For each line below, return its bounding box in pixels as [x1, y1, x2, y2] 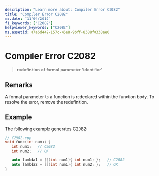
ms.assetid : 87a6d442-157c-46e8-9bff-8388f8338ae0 [5, 30, 110, 35]
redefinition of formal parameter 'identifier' [16, 67, 103, 72]
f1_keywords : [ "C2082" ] [5, 20, 53, 26]
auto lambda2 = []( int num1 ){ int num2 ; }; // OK [11, 162, 118, 167]
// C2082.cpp [5, 135, 32, 140]
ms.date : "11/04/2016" [5, 16, 51, 21]
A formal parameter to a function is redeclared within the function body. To [5, 93, 154, 100]
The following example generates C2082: [5, 126, 88, 132]
